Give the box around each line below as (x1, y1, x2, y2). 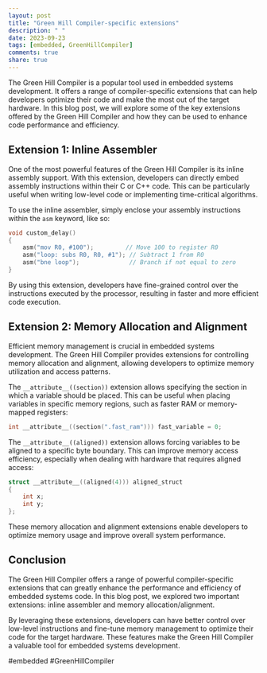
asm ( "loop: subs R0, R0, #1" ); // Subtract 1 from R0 (22, 251, 204, 259)
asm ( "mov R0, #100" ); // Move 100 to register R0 (22, 243, 219, 251)
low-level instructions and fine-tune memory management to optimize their (8, 624, 254, 633)
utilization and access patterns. (8, 367, 111, 376)
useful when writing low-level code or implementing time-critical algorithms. (8, 189, 258, 199)
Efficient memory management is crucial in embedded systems (8, 341, 215, 351)
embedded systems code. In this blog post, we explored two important (8, 591, 240, 601)
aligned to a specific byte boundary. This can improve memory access (8, 445, 238, 455)
